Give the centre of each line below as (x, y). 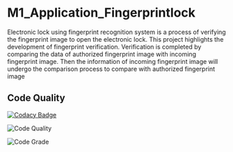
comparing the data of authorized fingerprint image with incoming (102, 54)
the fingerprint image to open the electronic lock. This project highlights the (115, 39)
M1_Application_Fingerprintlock (102, 13)
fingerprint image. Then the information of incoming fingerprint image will (113, 61)
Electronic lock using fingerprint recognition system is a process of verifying (116, 32)
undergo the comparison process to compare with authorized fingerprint (111, 69)
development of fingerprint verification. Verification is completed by (104, 47)
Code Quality (36, 98)
